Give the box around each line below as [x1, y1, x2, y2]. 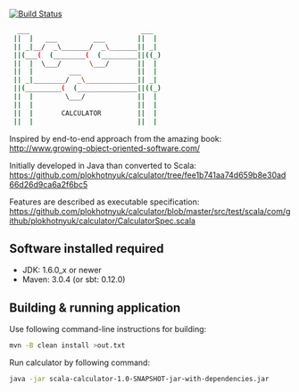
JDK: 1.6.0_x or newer [21, 264, 103, 276]
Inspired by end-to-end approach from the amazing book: [9, 133, 222, 144]
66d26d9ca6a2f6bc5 [9, 179, 88, 189]
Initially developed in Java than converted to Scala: [9, 160, 196, 171]
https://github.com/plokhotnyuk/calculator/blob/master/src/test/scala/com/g [9, 205, 291, 216]
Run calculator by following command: [9, 357, 150, 368]
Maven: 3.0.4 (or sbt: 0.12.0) [21, 274, 126, 285]
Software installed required [9, 241, 164, 256]
